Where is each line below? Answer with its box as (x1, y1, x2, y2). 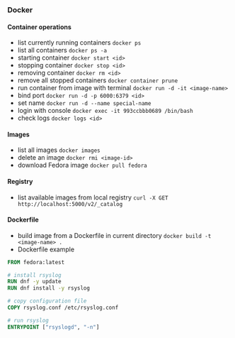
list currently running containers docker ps (17, 38, 142, 47)
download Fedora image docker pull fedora (17, 161, 147, 170)
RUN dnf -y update (7, 278, 62, 285)
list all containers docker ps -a (17, 46, 108, 55)
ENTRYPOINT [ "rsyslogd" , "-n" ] (7, 323, 100, 331)
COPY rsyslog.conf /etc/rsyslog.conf (7, 304, 119, 312)
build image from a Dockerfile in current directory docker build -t (17, 231, 212, 239)
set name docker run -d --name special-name (17, 99, 151, 107)
